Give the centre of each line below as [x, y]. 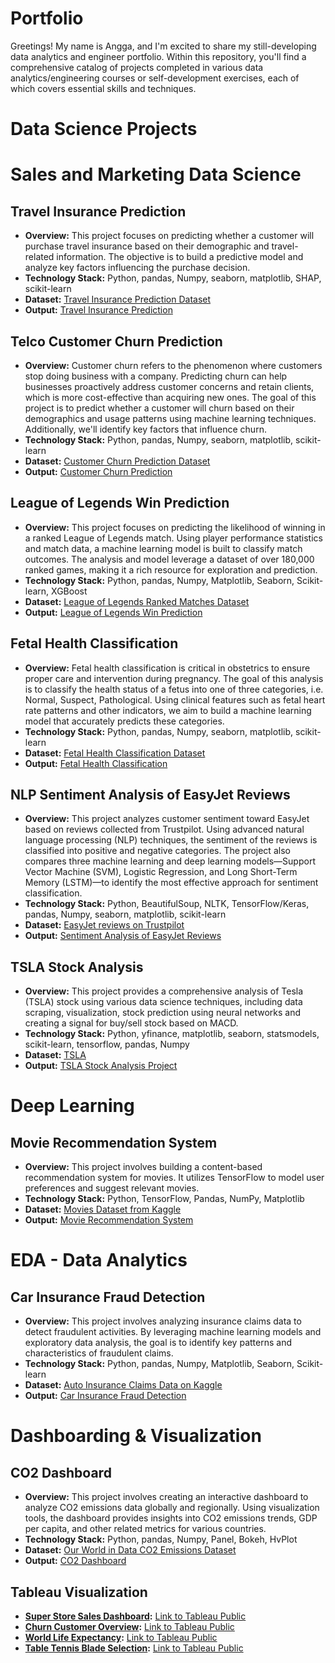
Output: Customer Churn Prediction [98, 471]
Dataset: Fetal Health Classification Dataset [115, 753]
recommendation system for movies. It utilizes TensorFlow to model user [174, 1178]
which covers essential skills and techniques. [103, 88]
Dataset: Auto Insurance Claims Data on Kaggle [123, 1385]
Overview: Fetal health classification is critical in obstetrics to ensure [167, 668]
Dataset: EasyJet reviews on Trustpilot [104, 925]
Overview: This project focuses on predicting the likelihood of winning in [175, 527]
